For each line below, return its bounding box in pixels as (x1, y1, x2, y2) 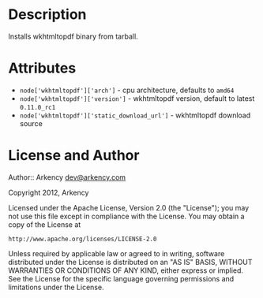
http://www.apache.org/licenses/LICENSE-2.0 (8, 235, 157, 243)
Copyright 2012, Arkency (8, 188, 89, 197)
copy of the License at (8, 219, 81, 229)
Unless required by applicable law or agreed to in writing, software (8, 248, 225, 258)
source (19, 118, 43, 128)
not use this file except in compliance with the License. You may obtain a (8, 211, 245, 221)
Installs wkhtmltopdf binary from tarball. (8, 32, 138, 41)
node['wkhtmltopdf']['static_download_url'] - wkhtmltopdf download (19, 110, 251, 120)
